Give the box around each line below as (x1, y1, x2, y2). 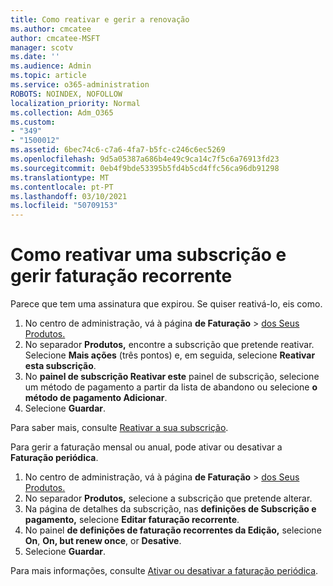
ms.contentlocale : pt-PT (10, 182, 114, 192)
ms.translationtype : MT (10, 172, 110, 183)
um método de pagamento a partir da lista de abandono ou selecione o (24, 381, 318, 393)
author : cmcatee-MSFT (10, 33, 101, 43)
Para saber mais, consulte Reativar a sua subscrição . (10, 422, 229, 434)
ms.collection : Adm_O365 (10, 107, 114, 118)
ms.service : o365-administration (10, 80, 150, 90)
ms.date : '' (10, 52, 60, 62)
